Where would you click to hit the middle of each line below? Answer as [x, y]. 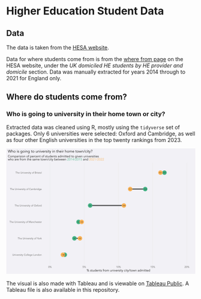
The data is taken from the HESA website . [58, 47]
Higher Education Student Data [85, 11]
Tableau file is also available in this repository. [63, 290]
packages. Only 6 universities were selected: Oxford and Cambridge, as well [101, 134]
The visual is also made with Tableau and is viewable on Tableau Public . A [97, 283]
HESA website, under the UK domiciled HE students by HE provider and [94, 65]
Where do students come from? [67, 97]
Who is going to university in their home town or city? [86, 114]
